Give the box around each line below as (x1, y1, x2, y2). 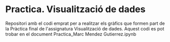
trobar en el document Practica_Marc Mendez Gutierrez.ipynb (5, 31, 137, 37)
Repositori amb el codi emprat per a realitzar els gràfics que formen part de (5, 20, 165, 26)
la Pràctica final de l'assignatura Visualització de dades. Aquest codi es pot (5, 25, 164, 31)
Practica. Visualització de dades (5, 4, 146, 15)
